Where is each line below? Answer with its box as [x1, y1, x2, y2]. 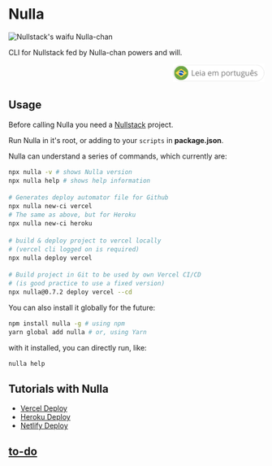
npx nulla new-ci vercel [8, 203, 93, 211]
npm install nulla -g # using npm [8, 319, 126, 328]
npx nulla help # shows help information [8, 176, 151, 185]
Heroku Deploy [19, 412, 71, 422]
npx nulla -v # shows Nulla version [8, 168, 132, 176]
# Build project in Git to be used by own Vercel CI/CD [8, 271, 201, 279]
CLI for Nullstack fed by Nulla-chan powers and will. [8, 47, 183, 57]
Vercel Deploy [19, 403, 67, 413]
